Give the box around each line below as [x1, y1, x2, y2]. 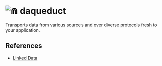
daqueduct [20, 5, 66, 17]
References [5, 42, 42, 50]
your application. [5, 27, 40, 33]
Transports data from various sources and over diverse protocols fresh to [5, 22, 157, 28]
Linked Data [12, 55, 38, 61]
